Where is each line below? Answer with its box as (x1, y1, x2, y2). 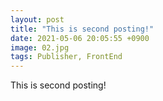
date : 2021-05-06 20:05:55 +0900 (10, 33, 150, 43)
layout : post (10, 14, 65, 25)
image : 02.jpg (10, 42, 70, 53)
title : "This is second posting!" (10, 24, 155, 34)
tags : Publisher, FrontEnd (10, 52, 123, 62)
